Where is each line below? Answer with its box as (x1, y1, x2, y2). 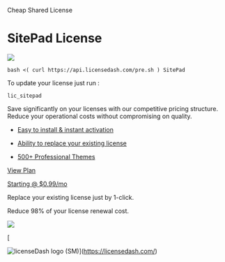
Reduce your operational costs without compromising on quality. (7, 112, 193, 120)
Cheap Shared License (7, 6, 73, 14)
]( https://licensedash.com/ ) (79, 247, 158, 255)
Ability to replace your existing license (17, 139, 127, 147)
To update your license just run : (7, 78, 100, 87)
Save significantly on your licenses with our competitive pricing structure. (7, 104, 218, 112)
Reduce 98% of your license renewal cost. (7, 206, 130, 215)
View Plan (7, 166, 36, 174)
